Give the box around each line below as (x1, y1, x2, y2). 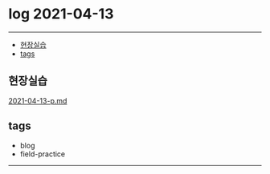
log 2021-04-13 (8, 5, 114, 23)
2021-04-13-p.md (8, 95, 67, 105)
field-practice (19, 149, 66, 159)
